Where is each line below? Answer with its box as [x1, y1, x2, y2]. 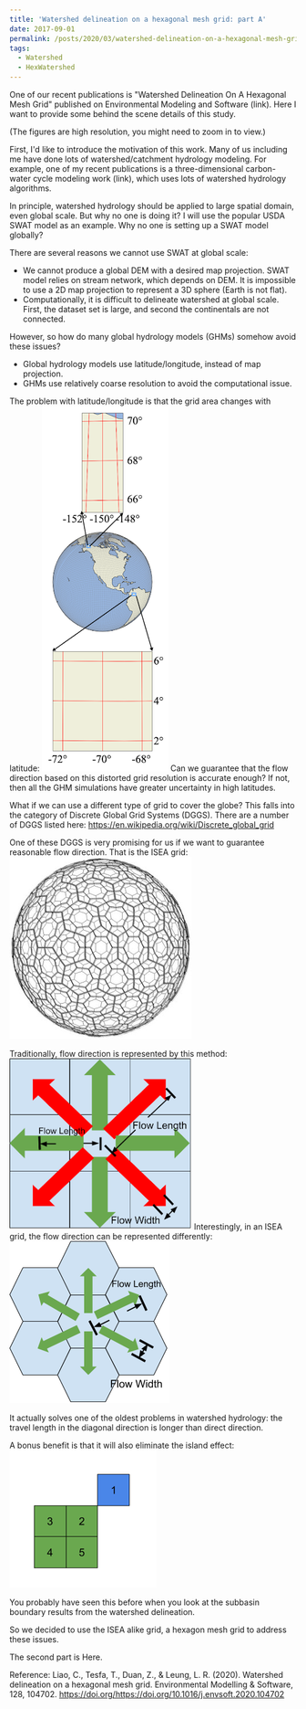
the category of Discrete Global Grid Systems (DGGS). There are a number [9, 809, 290, 820]
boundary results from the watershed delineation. [9, 1607, 196, 1617]
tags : [9, 44, 30, 53]
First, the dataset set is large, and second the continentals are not [22, 304, 270, 314]
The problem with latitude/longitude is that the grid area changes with [9, 396, 271, 406]
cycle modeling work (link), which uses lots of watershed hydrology [33, 174, 287, 184]
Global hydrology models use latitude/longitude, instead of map [22, 359, 261, 369]
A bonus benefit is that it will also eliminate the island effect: [9, 1440, 235, 1451]
